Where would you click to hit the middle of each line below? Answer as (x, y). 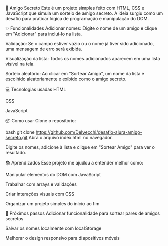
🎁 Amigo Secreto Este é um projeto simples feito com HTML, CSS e (75, 8)
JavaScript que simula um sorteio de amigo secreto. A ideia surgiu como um (84, 13)
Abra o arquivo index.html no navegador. (71, 138)
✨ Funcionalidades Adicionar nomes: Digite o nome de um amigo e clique (81, 28)
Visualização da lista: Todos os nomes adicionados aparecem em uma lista (83, 59)
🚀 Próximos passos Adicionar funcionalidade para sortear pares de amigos (82, 213)
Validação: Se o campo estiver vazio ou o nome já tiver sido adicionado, (80, 44)
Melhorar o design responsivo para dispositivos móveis (62, 238)
